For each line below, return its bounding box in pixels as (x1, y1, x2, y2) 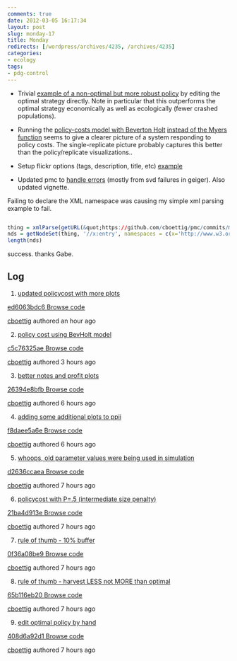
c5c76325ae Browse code (7, 344, 84, 352)
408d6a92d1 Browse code (7, 631, 85, 640)
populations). (17, 111, 56, 120)
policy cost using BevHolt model (17, 330, 111, 338)
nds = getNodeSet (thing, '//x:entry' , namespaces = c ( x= (7, 231, 178, 238)
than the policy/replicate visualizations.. (17, 148, 133, 156)
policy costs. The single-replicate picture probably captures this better (17, 140, 223, 149)
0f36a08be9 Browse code (7, 549, 84, 558)
